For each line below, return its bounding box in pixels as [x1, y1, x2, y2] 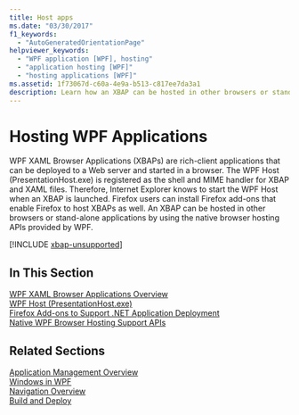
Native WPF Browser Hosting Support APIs [9, 318, 166, 328]
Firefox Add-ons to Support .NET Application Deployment [9, 308, 220, 319]
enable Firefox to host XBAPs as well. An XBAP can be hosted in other [9, 203, 266, 214]
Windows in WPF [9, 377, 72, 387]
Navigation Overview [9, 386, 86, 397]
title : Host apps [9, 12, 74, 22]
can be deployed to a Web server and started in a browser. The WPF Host [9, 165, 280, 176]
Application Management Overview [9, 367, 139, 378]
